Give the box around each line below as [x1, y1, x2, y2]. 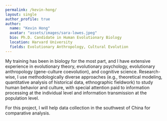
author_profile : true [5, 16, 50, 21]
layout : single [5, 12, 37, 17]
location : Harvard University [9, 40, 72, 45]
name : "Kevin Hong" [9, 26, 50, 31]
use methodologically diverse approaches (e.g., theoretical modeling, [19, 74, 162, 80]
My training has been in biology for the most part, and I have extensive [5, 58, 151, 64]
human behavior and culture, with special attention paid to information [5, 84, 150, 90]
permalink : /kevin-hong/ [5, 7, 57, 12]
